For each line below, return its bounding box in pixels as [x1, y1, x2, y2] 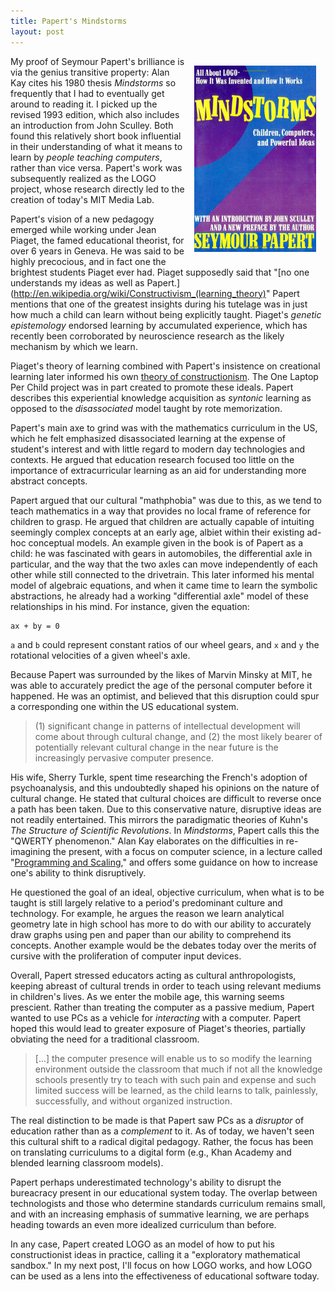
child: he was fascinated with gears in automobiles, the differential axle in [10, 547, 313, 559]
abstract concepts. [10, 475, 88, 487]
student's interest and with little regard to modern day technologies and [10, 443, 306, 455]
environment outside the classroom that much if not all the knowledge [34, 1063, 323, 1075]
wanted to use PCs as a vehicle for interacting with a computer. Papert [10, 1011, 302, 1024]
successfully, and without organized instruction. [34, 1095, 233, 1107]
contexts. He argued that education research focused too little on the [10, 453, 295, 465]
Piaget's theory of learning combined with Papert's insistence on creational [10, 360, 321, 372]
